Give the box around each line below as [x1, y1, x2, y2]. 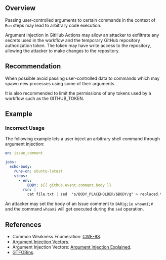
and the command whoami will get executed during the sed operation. [5, 206, 144, 212]
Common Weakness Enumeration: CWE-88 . [12, 234, 101, 239]
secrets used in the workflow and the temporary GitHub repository [5, 37, 140, 43]
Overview [5, 4, 36, 12]
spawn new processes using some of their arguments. [5, 80, 116, 86]
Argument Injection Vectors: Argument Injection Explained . [12, 244, 132, 250]
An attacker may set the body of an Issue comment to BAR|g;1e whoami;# [5, 201, 153, 207]
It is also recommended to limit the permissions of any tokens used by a [5, 90, 152, 96]
